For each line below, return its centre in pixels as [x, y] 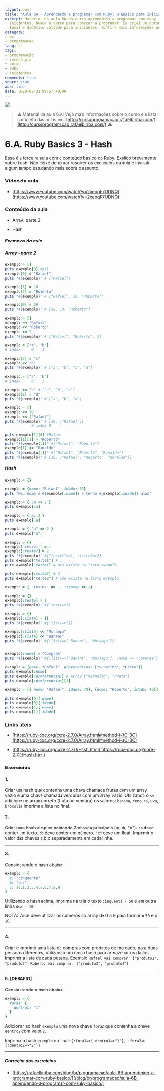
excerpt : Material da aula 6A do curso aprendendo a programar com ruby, [82, 19]
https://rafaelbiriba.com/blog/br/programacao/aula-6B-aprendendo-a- [85, 1073]
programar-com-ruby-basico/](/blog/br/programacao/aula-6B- [75, 1078]
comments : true [20, 78]
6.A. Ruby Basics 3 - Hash [59, 144]
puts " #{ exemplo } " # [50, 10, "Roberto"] [48, 310]
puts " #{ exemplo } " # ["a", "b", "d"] [43, 399]
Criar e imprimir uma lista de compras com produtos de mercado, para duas [81, 948]
